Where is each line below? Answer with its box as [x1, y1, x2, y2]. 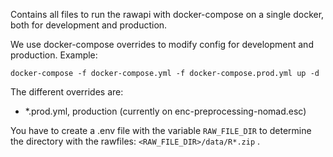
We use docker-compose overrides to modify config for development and [10, 39, 314, 50]
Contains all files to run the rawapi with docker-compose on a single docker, [10, 9, 325, 20]
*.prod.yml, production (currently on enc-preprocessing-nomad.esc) [24, 105, 307, 117]
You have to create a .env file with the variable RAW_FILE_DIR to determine [10, 125, 312, 136]
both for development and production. [10, 19, 168, 31]
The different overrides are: [10, 86, 124, 98]
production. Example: [10, 49, 98, 61]
